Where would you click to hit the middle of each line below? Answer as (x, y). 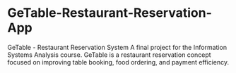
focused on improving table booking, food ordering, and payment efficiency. (118, 62)
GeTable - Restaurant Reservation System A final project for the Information (117, 47)
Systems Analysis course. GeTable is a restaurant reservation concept (109, 55)
